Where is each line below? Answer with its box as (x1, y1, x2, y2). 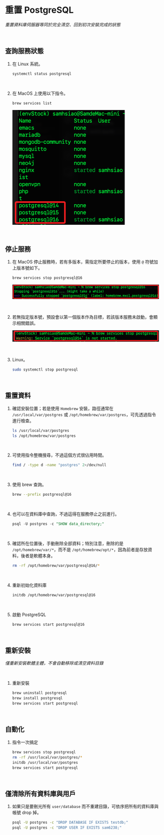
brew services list (12, 101, 52, 106)
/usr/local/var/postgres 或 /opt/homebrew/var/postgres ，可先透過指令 (12, 411, 156, 417)
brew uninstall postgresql (12, 691, 67, 696)
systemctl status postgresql (12, 71, 72, 76)
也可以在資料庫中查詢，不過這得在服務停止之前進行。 (12, 511, 120, 517)
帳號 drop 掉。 (12, 809, 41, 815)
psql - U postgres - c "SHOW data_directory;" (12, 521, 104, 527)
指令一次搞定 (12, 739, 38, 745)
